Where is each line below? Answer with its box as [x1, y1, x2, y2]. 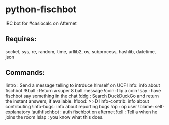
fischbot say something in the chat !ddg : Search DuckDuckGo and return [5, 93, 159, 99]
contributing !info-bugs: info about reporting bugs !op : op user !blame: [5, 103, 154, 109]
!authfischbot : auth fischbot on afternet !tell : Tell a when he [31, 109, 158, 115]
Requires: [5, 35, 37, 44]
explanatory [5, 109, 31, 115]
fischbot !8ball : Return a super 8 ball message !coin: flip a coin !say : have [5, 87, 161, 93]
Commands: [5, 68, 45, 77]
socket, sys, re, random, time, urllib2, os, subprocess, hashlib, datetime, [5, 48, 156, 54]
